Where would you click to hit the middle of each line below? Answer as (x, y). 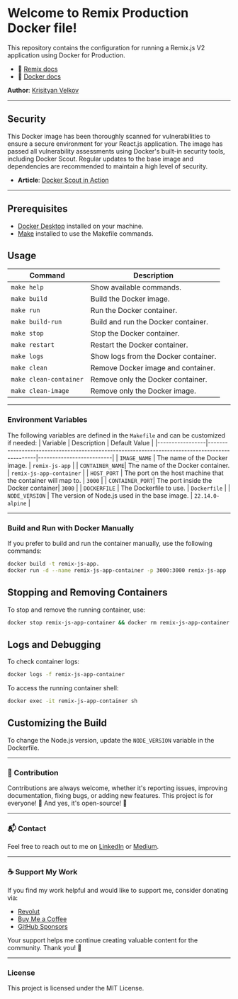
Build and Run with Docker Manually (71, 527)
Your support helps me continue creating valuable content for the (103, 940)
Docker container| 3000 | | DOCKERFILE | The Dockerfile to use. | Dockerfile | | (119, 488)
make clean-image (40, 391)
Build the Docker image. (130, 299)
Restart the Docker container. (139, 345)
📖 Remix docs (38, 69)
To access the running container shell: (63, 688)
